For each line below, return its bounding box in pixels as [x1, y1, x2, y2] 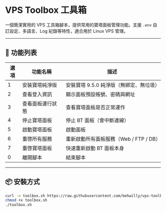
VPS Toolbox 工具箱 [5, 4, 87, 16]
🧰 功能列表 [5, 49, 37, 57]
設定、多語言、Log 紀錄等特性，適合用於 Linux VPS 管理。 [9, 28, 128, 34]
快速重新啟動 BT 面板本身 [66, 145, 124, 152]
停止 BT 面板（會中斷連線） [66, 117, 129, 124]
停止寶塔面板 [22, 117, 52, 124]
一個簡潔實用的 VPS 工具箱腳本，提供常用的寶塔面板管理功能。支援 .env [5, 22, 152, 28]
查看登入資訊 [22, 91, 52, 98]
